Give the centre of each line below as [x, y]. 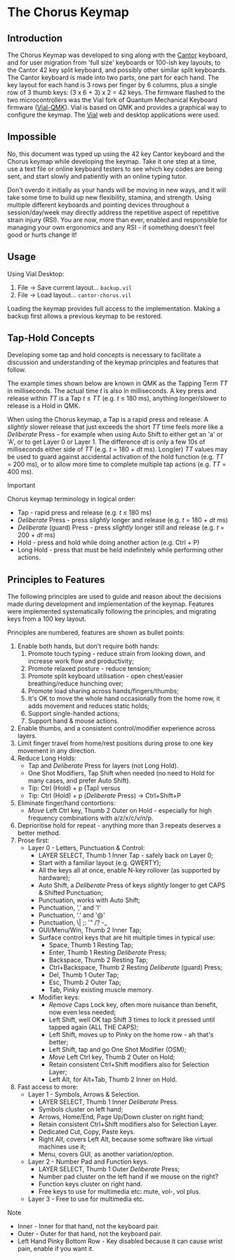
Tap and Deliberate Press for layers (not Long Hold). [103, 766]
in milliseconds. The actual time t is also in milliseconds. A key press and [112, 391]
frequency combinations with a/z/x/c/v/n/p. [90, 818]
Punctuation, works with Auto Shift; [89, 900]
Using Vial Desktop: [36, 274]
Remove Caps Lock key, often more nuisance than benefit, [133, 1005]
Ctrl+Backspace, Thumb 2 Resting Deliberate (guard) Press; [136, 967]
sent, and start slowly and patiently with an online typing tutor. [97, 176]
